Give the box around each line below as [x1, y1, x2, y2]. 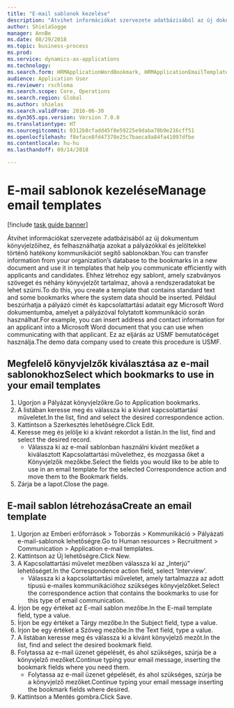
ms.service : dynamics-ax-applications [7, 56, 120, 63]
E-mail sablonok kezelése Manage [7, 183, 207, 199]
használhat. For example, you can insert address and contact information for [7, 315, 225, 324]
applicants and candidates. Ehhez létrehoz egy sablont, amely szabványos [7, 271, 221, 279]
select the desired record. [17, 435, 92, 444]
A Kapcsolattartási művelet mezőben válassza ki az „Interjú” [17, 559, 190, 567]
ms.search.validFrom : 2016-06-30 [7, 107, 104, 114]
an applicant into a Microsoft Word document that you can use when [7, 322, 204, 331]
